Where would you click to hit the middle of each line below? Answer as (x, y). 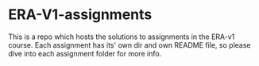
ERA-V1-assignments (80, 15)
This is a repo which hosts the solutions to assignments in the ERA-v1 (122, 37)
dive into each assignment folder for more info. (85, 53)
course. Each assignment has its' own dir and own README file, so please (129, 45)
